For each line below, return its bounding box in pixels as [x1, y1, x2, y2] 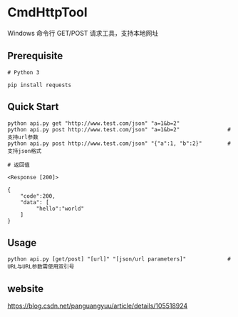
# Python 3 [7, 69, 40, 76]
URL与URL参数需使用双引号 [7, 263, 75, 271]
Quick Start [7, 101, 59, 113]
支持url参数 [7, 134, 39, 141]
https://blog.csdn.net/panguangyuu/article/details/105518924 [7, 301, 188, 311]
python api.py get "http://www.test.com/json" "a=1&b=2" [7, 119, 180, 127]
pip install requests [7, 81, 72, 89]
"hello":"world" [36, 205, 84, 212]
